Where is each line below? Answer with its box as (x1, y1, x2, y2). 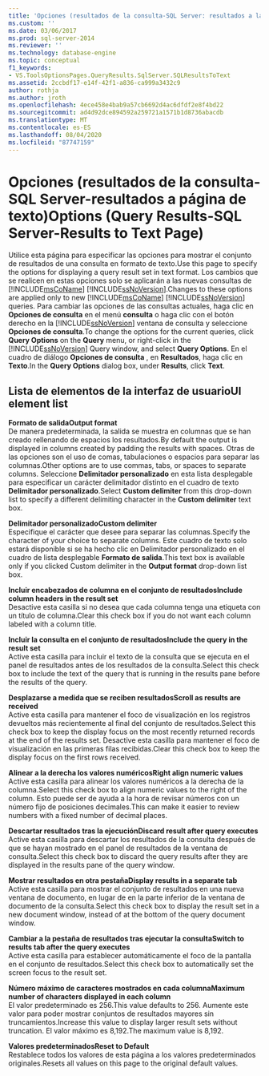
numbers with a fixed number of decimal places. (8, 811, 168, 820)
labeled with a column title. (8, 619, 98, 629)
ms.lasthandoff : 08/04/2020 (8, 131, 102, 139)
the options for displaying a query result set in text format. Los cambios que (8, 268, 259, 277)
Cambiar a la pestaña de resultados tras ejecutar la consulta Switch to (8, 934, 244, 944)
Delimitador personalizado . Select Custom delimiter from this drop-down (8, 486, 252, 496)
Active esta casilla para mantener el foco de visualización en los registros (8, 710, 251, 719)
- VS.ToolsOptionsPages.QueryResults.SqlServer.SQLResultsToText (8, 71, 231, 79)
